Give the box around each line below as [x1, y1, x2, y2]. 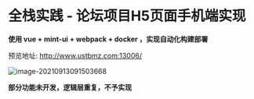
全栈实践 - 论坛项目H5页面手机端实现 [8, 7, 246, 25]
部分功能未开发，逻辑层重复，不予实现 [8, 83, 132, 92]
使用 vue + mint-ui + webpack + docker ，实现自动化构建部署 [8, 34, 209, 44]
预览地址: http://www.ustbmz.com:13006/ [8, 51, 143, 60]
